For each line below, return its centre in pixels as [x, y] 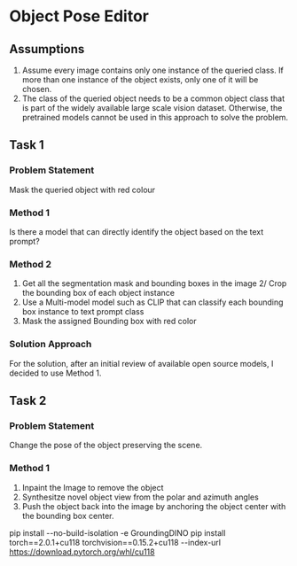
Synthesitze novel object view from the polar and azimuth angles [140, 497]
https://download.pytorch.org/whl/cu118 [82, 552]
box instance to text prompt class [83, 312]
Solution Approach [51, 345]
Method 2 [30, 264]
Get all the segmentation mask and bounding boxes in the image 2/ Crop [154, 283]
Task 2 [28, 400]
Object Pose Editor [79, 16]
